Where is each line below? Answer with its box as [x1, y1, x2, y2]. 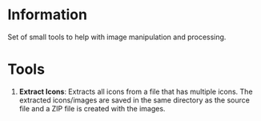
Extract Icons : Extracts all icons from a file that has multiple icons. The [18, 87, 253, 96]
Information [7, 6, 87, 24]
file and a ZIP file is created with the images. [18, 103, 166, 113]
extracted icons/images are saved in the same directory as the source [18, 95, 250, 105]
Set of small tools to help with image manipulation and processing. [7, 32, 227, 42]
